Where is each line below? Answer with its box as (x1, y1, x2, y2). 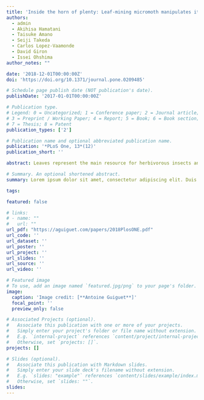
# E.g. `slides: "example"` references (6, 373, 113, 379)
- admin (12, 20, 32, 26)
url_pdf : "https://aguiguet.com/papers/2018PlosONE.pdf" (6, 226, 154, 233)
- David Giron (12, 49, 47, 55)
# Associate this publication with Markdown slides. (6, 362, 148, 368)
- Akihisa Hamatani (12, 26, 61, 32)
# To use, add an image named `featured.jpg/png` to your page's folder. (6, 283, 197, 289)
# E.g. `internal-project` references (6, 334, 110, 340)
